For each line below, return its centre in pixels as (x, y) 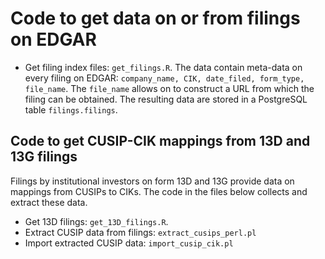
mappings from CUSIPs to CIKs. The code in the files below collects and (159, 191)
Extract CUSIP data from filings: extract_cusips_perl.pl (140, 232)
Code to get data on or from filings (155, 18)
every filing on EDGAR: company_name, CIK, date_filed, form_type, (164, 78)
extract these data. (49, 202)
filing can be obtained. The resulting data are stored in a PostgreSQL (166, 99)
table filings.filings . (71, 109)
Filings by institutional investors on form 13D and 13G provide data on (152, 181)
